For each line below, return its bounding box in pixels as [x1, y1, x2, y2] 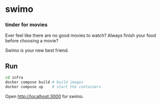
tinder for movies [5, 21, 48, 28]
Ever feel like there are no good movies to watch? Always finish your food [5, 32, 156, 38]
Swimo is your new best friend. [5, 47, 69, 53]
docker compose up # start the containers [5, 85, 101, 90]
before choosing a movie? [5, 38, 59, 44]
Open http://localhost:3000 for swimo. [5, 93, 84, 99]
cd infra [5, 75, 23, 80]
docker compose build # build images [5, 80, 84, 85]
